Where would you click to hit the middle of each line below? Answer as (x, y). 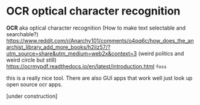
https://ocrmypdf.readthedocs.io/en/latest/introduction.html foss (86, 66)
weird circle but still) (31, 60)
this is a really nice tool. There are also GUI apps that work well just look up (99, 78)
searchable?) (23, 34)
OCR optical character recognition (93, 11)
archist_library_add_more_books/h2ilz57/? (58, 47)
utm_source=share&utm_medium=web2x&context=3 (72, 53)
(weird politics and (161, 53)
